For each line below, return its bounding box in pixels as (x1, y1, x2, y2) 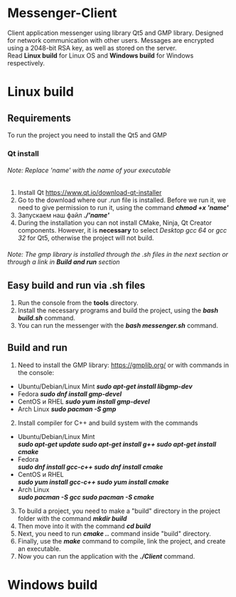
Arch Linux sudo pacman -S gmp (17, 404, 117, 413)
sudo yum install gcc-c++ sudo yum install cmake (17, 477, 169, 486)
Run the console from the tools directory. (17, 298, 139, 307)
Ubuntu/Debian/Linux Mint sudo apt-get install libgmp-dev (17, 382, 193, 391)
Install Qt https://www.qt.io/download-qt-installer (17, 189, 162, 197)
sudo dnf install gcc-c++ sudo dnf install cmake (17, 463, 163, 471)
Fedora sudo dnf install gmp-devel (17, 389, 122, 398)
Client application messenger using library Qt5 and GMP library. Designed (7, 28, 224, 37)
